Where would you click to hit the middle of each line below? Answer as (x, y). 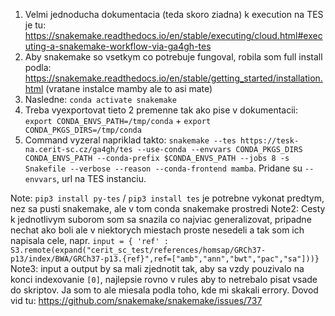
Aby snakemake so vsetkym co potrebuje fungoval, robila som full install (173, 57)
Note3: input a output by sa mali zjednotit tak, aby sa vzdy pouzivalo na (157, 268)
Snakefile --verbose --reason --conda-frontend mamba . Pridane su (163, 168)
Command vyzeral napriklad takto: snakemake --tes (130, 140)
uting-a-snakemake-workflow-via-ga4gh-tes (118, 46)
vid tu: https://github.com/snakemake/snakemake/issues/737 (136, 300)
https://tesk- (269, 141)
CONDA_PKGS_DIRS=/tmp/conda (83, 130)
